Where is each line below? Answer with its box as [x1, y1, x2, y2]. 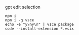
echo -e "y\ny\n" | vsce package [5, 22, 74, 27]
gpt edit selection [5, 4, 41, 10]
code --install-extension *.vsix [5, 26, 74, 31]
